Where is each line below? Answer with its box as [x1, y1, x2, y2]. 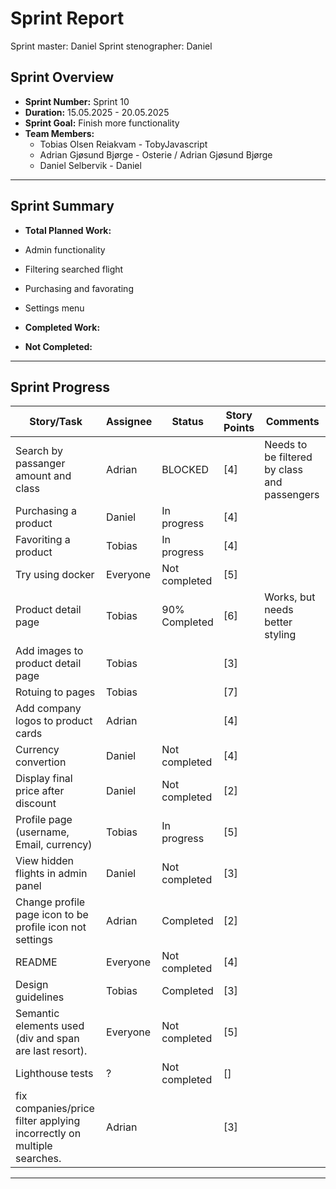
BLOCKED [161, 463, 210, 477]
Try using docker [15, 568, 95, 582]
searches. [15, 1152, 62, 1166]
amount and [15, 469, 72, 483]
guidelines [15, 990, 65, 1004]
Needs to [264, 438, 308, 452]
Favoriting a [15, 533, 71, 547]
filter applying [15, 1114, 81, 1128]
